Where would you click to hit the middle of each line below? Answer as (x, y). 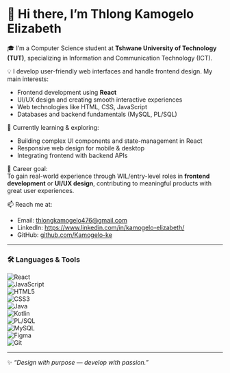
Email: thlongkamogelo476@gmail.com (72, 220)
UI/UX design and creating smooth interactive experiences (100, 100)
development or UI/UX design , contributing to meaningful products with (110, 183)
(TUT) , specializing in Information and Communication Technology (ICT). (110, 58)
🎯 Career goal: (27, 168)
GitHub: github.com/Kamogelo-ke (65, 235)
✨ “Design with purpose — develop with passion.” (78, 363)
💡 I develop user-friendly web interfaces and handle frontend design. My (110, 71)
